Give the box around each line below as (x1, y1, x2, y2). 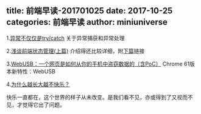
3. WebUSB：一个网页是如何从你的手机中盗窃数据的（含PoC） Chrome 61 (6, 60, 190, 67)
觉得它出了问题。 (22, 101, 65, 108)
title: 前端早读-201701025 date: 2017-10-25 (6, 5, 173, 16)
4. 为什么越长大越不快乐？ (6, 81, 70, 88)
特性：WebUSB (16, 67, 56, 75)
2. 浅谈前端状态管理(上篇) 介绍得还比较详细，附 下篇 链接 (6, 47, 145, 55)
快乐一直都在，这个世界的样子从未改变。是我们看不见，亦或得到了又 (6, 93, 177, 101)
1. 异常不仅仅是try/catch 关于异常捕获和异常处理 (6, 34, 125, 41)
